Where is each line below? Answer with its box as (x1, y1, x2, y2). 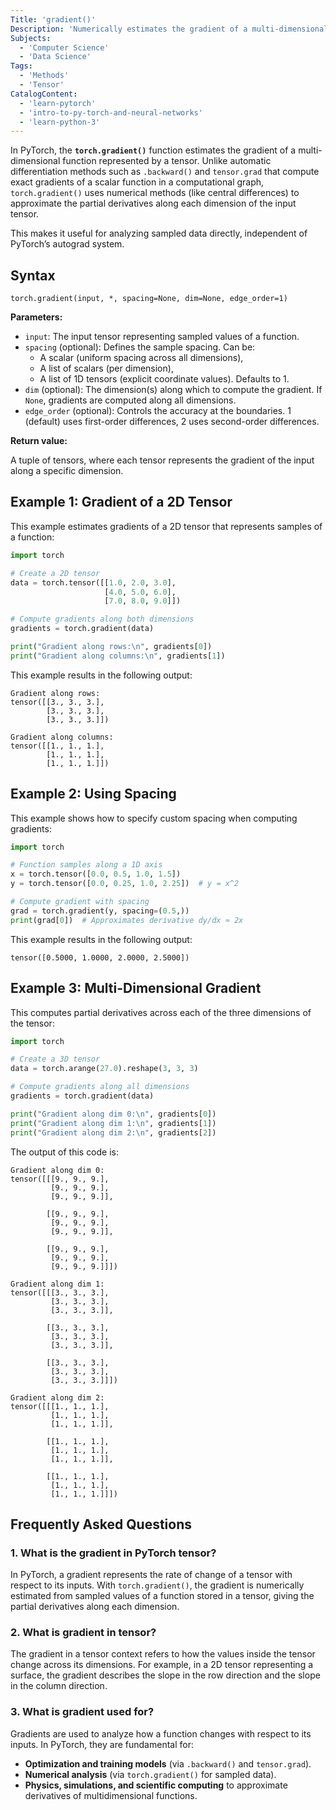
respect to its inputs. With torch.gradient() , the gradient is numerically (10, 1579, 305, 1591)
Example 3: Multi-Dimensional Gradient (10, 980, 262, 997)
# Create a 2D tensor (10, 568, 101, 578)
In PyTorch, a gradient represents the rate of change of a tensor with (10, 1569, 293, 1581)
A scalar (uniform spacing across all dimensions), (39, 352, 244, 364)
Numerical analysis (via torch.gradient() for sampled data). (24, 1768, 277, 1780)
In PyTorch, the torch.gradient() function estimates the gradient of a (10, 144, 297, 156)
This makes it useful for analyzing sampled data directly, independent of (10, 227, 308, 240)
